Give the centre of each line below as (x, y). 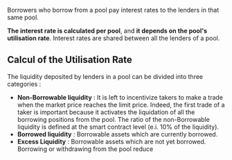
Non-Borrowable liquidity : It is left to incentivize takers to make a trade (120, 97)
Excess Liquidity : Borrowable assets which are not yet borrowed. (111, 141)
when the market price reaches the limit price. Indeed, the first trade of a (121, 105)
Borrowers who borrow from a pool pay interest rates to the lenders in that (113, 10)
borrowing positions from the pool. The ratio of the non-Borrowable (113, 119)
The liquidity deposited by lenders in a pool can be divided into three (105, 76)
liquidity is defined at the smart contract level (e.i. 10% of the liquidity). (118, 127)
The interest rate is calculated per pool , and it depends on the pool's (107, 31)
